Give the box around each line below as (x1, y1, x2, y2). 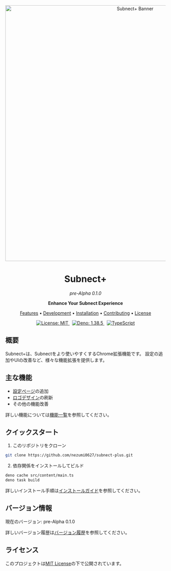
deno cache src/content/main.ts (5, 473, 74, 478)
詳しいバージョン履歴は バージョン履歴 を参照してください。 (5, 529, 130, 535)
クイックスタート (5, 428, 59, 436)
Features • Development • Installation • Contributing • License (19, 310, 152, 316)
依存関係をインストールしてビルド (12, 463, 84, 469)
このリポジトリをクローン (12, 443, 67, 449)
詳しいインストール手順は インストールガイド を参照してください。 (5, 488, 144, 493)
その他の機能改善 (12, 401, 49, 407)
